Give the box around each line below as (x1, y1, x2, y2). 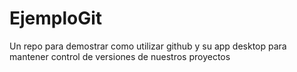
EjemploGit (9, 7, 103, 30)
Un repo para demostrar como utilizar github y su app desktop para (9, 40, 287, 52)
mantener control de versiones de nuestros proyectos (9, 50, 231, 62)
